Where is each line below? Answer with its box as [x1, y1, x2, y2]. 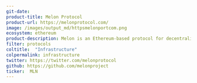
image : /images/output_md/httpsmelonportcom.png [6, 25, 127, 31]
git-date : [6, 8, 30, 15]
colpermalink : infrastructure [6, 52, 80, 58]
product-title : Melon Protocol [6, 14, 83, 20]
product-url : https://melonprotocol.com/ [6, 19, 109, 25]
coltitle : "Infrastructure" [6, 47, 77, 53]
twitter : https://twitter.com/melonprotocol [6, 57, 117, 63]
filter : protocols [6, 41, 51, 47]
